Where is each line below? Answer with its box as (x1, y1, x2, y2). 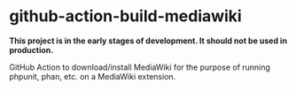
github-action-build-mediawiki (9, 6, 242, 26)
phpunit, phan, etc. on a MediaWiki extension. (9, 71, 176, 81)
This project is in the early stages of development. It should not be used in (9, 35, 288, 46)
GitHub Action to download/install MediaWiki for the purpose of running (9, 62, 270, 72)
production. (9, 44, 54, 55)
